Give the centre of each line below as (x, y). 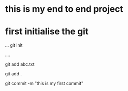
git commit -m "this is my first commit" (44, 83)
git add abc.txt (20, 64)
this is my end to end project (64, 9)
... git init (14, 45)
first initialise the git (47, 32)
